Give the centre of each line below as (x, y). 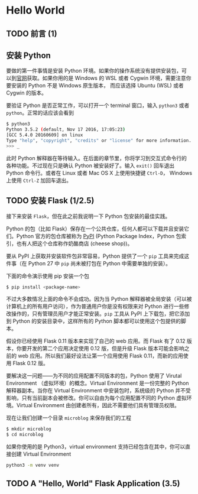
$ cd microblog (25, 435)
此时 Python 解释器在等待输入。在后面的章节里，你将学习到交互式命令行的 (97, 158)
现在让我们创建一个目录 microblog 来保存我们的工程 (69, 418)
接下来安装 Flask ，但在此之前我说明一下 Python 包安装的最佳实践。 (88, 216)
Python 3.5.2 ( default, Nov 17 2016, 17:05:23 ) (66, 130)
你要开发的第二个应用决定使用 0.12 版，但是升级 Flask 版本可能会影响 (100, 349)
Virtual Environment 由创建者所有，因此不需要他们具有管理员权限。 (98, 405)
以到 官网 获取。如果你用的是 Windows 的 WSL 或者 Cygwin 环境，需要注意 (96, 78)
